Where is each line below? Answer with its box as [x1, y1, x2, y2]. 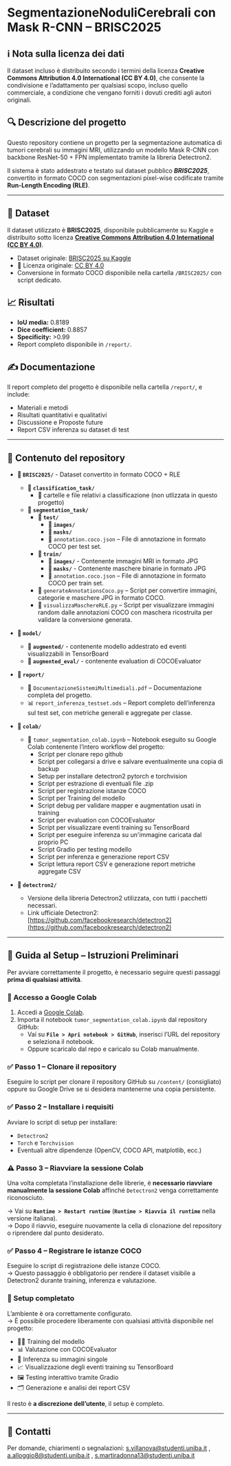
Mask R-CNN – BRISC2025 [7, 19, 162, 35]
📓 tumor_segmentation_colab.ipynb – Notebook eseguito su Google [27, 736, 217, 744]
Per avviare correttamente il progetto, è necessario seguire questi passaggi [7, 967, 221, 976]
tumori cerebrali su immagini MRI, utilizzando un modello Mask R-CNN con [7, 145, 219, 154]
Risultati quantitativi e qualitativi [16, 411, 107, 419]
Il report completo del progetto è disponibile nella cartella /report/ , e [7, 383, 203, 391]
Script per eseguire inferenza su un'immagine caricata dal [37, 831, 202, 839]
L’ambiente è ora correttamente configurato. [7, 1309, 133, 1318]
